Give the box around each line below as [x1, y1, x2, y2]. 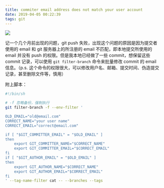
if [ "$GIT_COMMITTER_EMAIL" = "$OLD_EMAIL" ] [5, 132, 103, 137]
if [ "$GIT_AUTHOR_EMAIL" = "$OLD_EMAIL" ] [5, 155, 97, 160]
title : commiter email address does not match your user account [5, 7, 143, 12]
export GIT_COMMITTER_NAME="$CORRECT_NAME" [14, 141, 106, 146]
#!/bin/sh [5, 91, 26, 97]
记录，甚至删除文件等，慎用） [5, 71, 66, 77]
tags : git [5, 16, 26, 21]
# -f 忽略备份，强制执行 [5, 100, 50, 106]
